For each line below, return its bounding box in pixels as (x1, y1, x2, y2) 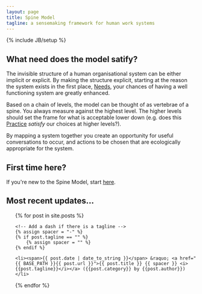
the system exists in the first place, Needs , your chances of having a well (6, 83, 188, 91)
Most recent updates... (6, 196, 95, 206)
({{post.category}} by (82, 266, 140, 272)
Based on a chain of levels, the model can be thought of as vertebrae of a (6, 101, 189, 109)
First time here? (6, 162, 66, 173)
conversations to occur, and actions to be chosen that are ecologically (6, 138, 181, 145)
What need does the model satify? (6, 54, 138, 64)
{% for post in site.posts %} (14, 212, 84, 219)
